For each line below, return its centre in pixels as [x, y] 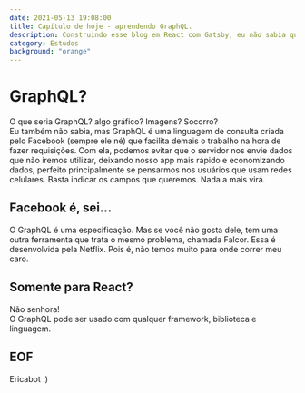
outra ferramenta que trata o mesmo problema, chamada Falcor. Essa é [143, 239]
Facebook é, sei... [61, 208]
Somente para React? [71, 287]
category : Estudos [44, 43]
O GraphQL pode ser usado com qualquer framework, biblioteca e [133, 319]
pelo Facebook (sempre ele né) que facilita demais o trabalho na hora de [145, 141]
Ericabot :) [29, 378]
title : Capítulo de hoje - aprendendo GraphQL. [101, 26]
